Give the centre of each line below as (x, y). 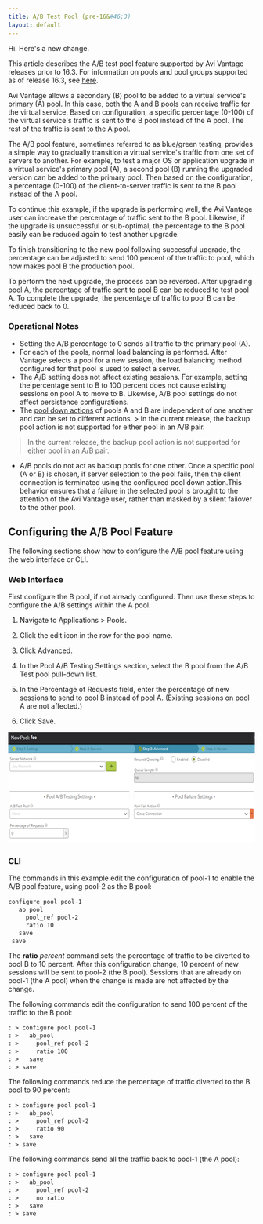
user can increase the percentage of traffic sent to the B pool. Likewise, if (126, 217)
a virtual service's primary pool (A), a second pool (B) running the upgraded (130, 169)
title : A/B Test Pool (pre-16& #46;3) (70, 16)
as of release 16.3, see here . (54, 80)
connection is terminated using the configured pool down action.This (131, 482)
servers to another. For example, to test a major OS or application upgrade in (131, 160)
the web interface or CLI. (48, 559)
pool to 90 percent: (39, 1090)
